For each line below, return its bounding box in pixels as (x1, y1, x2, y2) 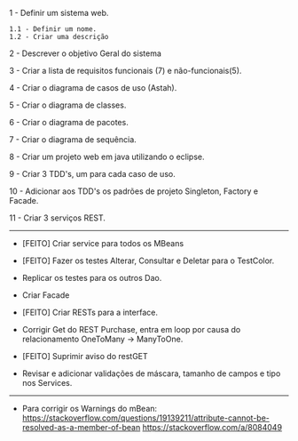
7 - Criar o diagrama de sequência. (9, 134, 137, 145)
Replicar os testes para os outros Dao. (21, 273, 162, 283)
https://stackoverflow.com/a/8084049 (142, 422, 282, 432)
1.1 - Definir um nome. (9, 25, 98, 34)
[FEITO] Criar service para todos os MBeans (21, 238, 184, 248)
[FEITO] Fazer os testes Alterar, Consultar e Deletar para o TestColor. (21, 255, 275, 266)
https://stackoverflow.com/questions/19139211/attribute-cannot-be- (21, 413, 271, 423)
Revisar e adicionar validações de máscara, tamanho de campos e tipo (21, 368, 281, 379)
